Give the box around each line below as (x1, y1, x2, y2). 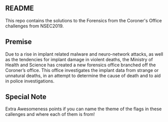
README (5, 4, 34, 13)
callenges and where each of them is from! (5, 111, 95, 117)
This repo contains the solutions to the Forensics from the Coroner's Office (5, 17, 162, 23)
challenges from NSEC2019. (5, 23, 64, 29)
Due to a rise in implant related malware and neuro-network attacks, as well (5, 51, 163, 57)
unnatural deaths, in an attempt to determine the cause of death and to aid (5, 72, 161, 78)
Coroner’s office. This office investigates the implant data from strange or (5, 67, 159, 73)
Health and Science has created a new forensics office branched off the (5, 62, 156, 68)
